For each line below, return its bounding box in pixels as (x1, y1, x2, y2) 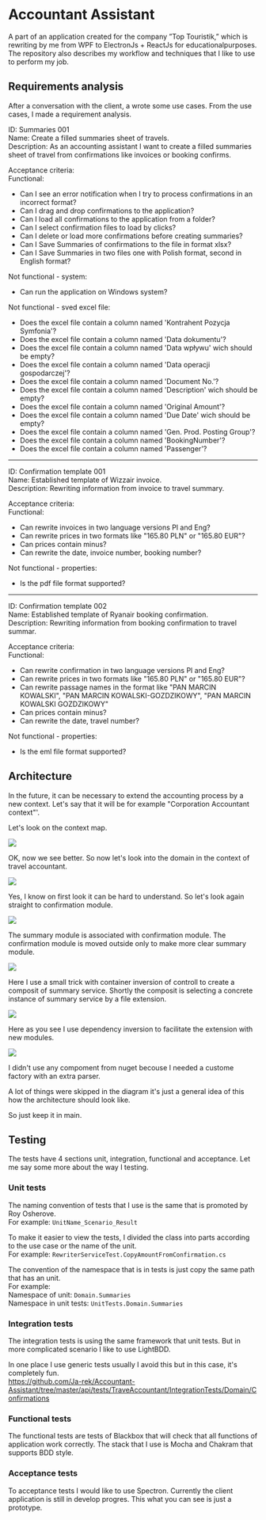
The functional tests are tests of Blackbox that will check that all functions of (8, 1431, 258, 1441)
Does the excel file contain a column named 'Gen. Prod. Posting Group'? (19, 427, 256, 436)
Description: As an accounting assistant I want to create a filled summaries (8, 141, 252, 151)
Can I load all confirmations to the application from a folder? (19, 214, 215, 223)
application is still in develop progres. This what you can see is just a (8, 1494, 232, 1503)
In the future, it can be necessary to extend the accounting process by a (8, 790, 244, 800)
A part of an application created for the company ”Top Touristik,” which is (8, 32, 248, 41)
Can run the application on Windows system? (19, 287, 168, 296)
